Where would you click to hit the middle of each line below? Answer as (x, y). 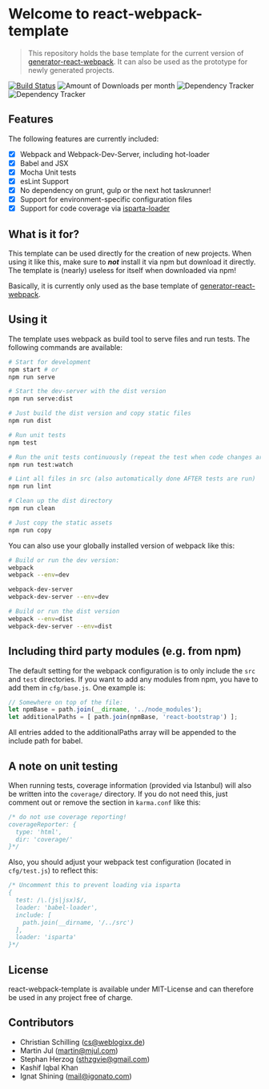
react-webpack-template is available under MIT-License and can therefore (131, 989)
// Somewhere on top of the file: (66, 702)
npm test (23, 442)
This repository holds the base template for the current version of (136, 53)
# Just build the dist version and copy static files (100, 413)
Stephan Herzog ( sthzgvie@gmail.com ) (85, 1059)
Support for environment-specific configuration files (106, 199)
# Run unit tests (37, 435)
